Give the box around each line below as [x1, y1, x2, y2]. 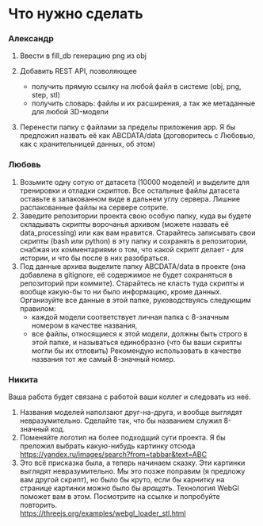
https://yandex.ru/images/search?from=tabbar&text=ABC [19, 450, 208, 459]
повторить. [19, 501, 58, 510]
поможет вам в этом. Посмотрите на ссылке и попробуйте [19, 492, 220, 501]
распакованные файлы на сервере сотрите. [19, 202, 169, 212]
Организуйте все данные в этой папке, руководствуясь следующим [19, 295, 252, 305]
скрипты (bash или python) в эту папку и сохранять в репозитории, [19, 236, 248, 246]
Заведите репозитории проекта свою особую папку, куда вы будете [19, 211, 252, 221]
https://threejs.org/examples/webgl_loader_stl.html [19, 509, 186, 518]
